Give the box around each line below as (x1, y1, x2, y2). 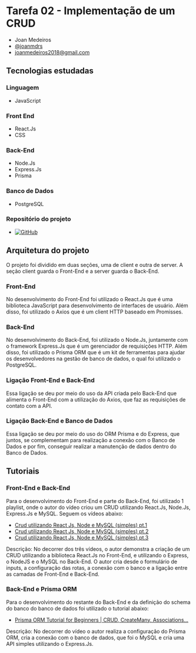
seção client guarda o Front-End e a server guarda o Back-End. (6, 267, 160, 275)
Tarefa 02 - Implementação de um (6, 4, 175, 18)
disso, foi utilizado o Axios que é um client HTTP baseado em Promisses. (6, 308, 184, 315)
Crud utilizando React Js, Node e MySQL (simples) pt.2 (14, 527, 149, 535)
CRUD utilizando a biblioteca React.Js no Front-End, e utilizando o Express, (6, 551, 189, 559)
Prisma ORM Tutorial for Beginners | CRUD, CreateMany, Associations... (14, 616, 189, 623)
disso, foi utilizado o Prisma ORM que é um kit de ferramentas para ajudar (6, 349, 185, 356)
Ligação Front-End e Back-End (6, 376, 95, 384)
